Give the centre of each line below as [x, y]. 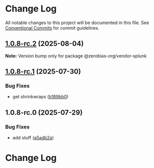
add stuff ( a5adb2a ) [33, 138]
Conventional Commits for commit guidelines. [52, 28]
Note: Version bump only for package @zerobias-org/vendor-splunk [76, 56]
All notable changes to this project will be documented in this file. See [77, 23]
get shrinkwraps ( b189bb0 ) [40, 97]
